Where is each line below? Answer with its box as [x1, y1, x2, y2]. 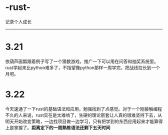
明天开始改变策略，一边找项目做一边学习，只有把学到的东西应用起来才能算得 [5, 118, 163, 124]
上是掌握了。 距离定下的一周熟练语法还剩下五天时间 [5, 124, 110, 130]
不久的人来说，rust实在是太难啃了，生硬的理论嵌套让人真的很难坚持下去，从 [5, 112, 162, 118]
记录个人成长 [5, 18, 31, 24]
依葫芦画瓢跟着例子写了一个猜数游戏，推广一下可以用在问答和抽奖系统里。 [5, 58, 158, 64]
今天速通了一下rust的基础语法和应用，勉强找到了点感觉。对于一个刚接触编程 [5, 105, 162, 111]
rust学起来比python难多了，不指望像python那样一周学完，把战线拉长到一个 [5, 64, 160, 70]
